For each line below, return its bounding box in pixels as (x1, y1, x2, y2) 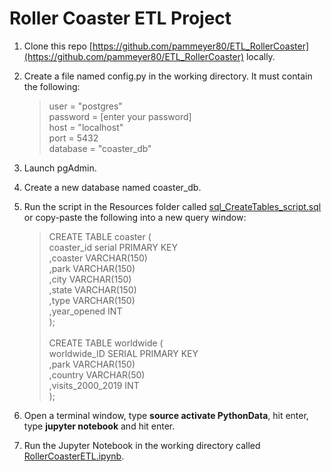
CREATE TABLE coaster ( (48, 230, 152, 242)
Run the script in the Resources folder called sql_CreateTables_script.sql (23, 200, 322, 212)
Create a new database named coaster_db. (23, 181, 202, 193)
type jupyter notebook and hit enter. (23, 420, 176, 432)
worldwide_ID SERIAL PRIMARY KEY (48, 347, 199, 359)
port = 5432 (48, 132, 99, 144)
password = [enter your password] (48, 110, 192, 122)
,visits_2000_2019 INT (48, 379, 140, 391)
